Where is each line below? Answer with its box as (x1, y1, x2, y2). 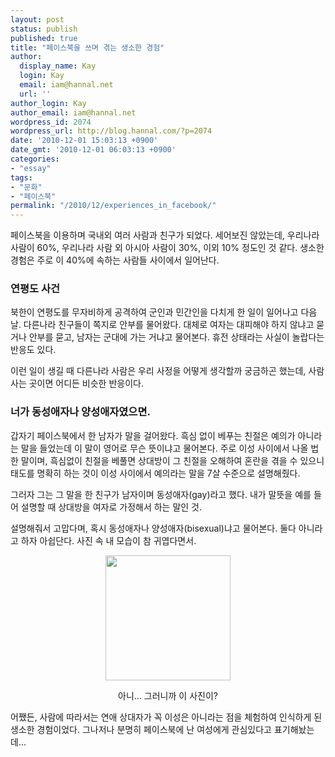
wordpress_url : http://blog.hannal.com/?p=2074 (10, 126, 213, 136)
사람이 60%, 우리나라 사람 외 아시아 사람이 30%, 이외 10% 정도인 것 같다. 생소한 (10, 242, 325, 254)
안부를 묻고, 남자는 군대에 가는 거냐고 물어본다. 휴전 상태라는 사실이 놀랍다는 (28, 331, 325, 343)
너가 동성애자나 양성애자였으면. (10, 405, 151, 419)
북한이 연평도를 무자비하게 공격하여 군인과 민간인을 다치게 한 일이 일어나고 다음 (10, 306, 318, 318)
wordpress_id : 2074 (10, 117, 92, 127)
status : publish (10, 24, 78, 34)
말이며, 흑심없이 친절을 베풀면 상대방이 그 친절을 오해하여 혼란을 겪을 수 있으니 (20, 454, 325, 466)
